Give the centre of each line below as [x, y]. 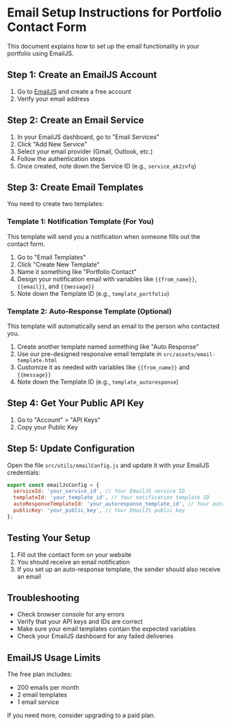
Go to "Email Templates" [51, 257]
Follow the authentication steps [61, 158]
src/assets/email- [189, 354]
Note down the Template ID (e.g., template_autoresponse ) [98, 381]
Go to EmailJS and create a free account [74, 91]
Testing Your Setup [49, 538]
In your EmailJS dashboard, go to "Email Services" [88, 137]
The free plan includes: [40, 674]
